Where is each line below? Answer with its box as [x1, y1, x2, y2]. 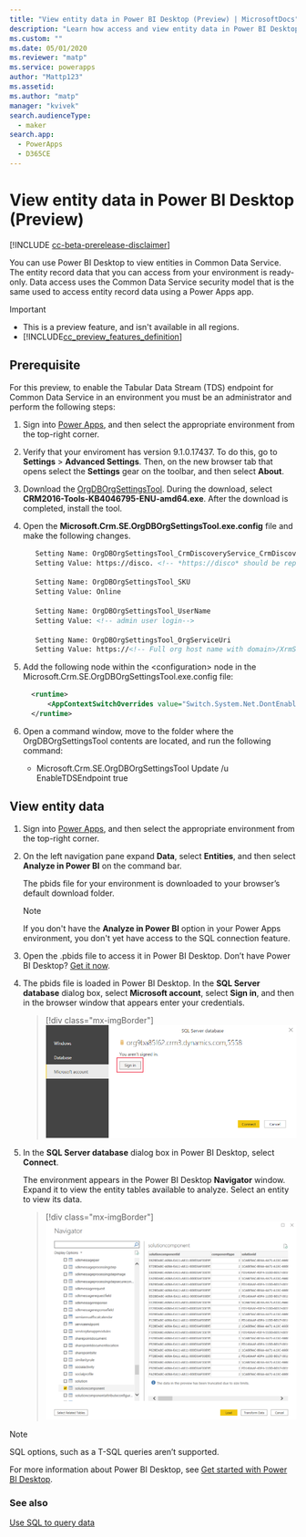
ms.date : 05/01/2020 [9, 44, 88, 53]
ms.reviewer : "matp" [9, 53, 88, 63]
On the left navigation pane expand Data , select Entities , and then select [22, 850, 296, 861]
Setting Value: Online [35, 587, 121, 597]
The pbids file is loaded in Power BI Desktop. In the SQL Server [22, 977, 261, 989]
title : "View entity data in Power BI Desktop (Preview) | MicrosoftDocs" [9, 15, 300, 24]
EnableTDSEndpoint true [36, 772, 128, 784]
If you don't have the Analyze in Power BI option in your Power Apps [22, 922, 281, 934]
